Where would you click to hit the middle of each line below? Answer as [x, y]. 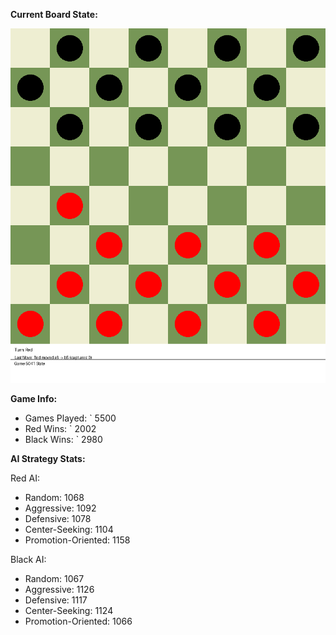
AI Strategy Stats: [48, 458]
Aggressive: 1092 [60, 508]
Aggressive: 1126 [59, 589]
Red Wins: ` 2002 [60, 428]
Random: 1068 [54, 497]
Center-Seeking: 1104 [69, 529]
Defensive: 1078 [58, 518]
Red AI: [25, 478]
